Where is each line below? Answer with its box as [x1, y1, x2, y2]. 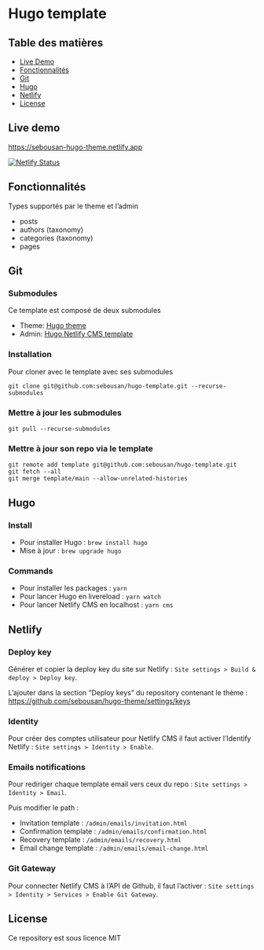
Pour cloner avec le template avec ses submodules [8, 366, 174, 376]
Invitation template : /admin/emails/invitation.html [19, 819, 188, 828]
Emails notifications [8, 762, 86, 773]
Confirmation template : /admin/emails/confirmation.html [19, 827, 207, 836]
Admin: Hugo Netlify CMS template [19, 330, 134, 339]
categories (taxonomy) [19, 233, 93, 242]
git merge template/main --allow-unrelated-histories [8, 475, 189, 483]
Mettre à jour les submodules [8, 407, 122, 418]
